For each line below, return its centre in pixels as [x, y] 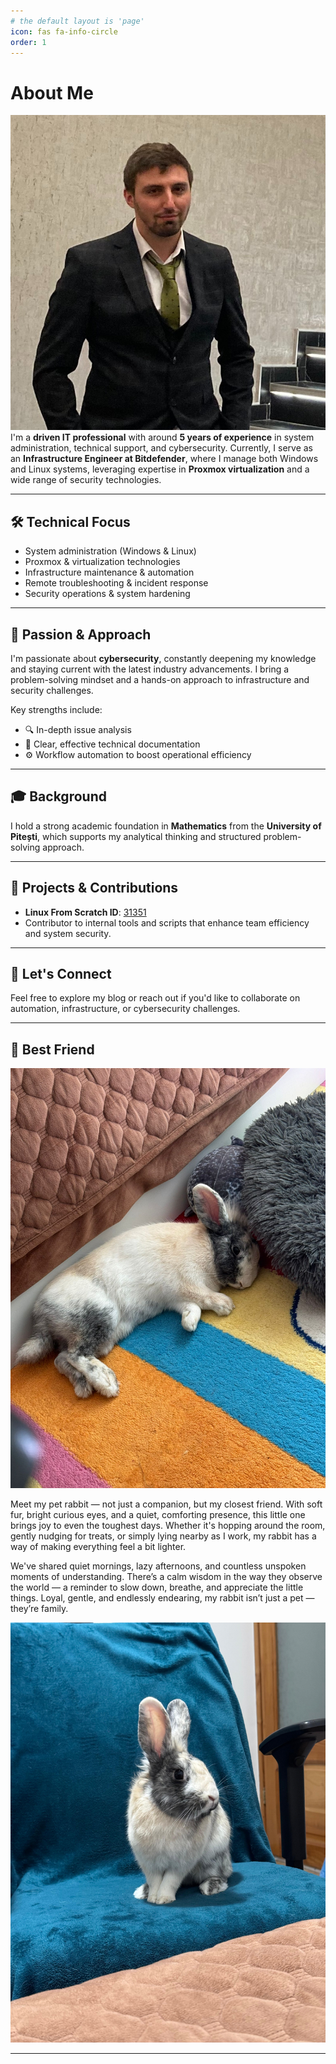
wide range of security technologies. [86, 480]
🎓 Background [58, 796]
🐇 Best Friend [52, 1049]
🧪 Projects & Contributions [94, 888]
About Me [52, 92]
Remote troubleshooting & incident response [116, 583]
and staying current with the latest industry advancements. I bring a [150, 669]
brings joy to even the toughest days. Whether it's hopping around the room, [168, 1526]
